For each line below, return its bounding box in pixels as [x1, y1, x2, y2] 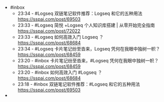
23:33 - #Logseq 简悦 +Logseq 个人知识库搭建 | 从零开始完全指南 [17, 22, 155, 28]
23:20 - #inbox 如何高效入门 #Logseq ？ [17, 69, 103, 75]
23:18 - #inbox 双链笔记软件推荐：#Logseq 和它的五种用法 [17, 81, 141, 87]
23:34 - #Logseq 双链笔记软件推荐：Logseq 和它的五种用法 [17, 10, 143, 16]
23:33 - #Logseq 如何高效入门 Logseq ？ [17, 34, 104, 40]
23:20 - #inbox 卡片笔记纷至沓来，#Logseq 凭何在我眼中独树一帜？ [17, 58, 159, 63]
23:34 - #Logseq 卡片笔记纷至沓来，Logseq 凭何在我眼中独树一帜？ [17, 46, 160, 52]
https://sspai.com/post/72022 [17, 28, 80, 34]
